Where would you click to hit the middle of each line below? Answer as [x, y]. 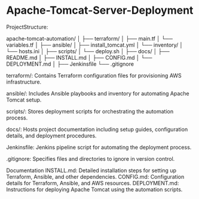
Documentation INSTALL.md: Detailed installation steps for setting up [91, 170]
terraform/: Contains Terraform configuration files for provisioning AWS [94, 75]
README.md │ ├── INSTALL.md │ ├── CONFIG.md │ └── [79, 57]
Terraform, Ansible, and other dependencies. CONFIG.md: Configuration [95, 176]
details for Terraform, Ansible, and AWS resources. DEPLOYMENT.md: [93, 183]
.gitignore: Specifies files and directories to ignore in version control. [91, 158]
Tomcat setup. [24, 100]
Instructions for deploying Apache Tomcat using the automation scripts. [94, 189]
